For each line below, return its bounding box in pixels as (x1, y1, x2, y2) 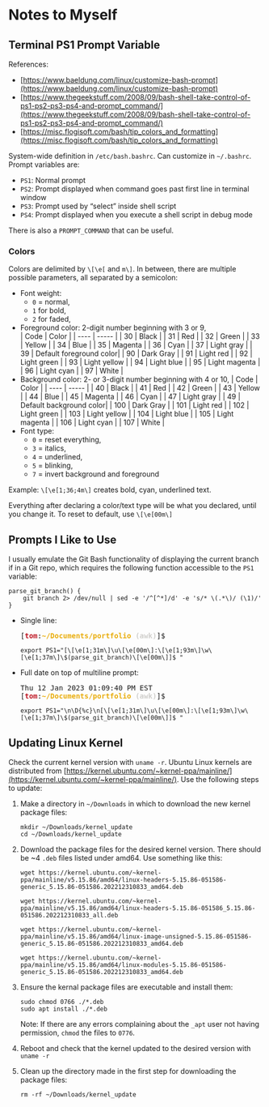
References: (8, 59, 48, 69)
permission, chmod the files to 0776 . (19, 1028, 136, 1037)
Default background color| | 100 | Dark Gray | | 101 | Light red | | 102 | (19, 400, 250, 410)
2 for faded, (32, 314, 71, 324)
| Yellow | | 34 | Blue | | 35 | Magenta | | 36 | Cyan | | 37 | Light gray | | (19, 340, 253, 350)
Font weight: (19, 289, 62, 298)
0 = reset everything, (32, 435, 102, 445)
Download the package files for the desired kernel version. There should (19, 844, 261, 854)
